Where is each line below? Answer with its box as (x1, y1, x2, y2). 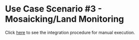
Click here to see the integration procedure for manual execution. (5, 29, 135, 35)
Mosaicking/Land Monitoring (5, 13, 124, 25)
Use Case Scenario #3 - (5, 3, 102, 14)
